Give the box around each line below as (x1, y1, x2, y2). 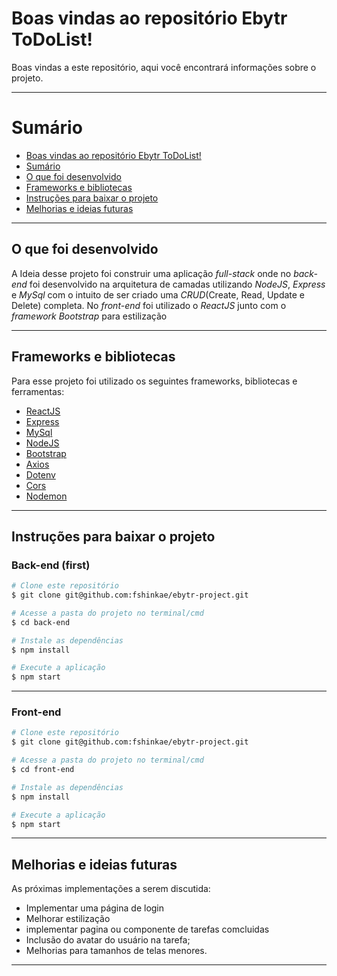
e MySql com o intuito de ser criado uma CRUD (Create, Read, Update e (11, 288, 306, 301)
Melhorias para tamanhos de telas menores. (25, 945, 208, 957)
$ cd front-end (11, 765, 75, 775)
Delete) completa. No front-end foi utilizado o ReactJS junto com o (11, 299, 287, 311)
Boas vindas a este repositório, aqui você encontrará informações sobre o (11, 61, 317, 73)
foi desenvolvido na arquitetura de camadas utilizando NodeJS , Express (29, 278, 326, 290)
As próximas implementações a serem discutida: (11, 883, 211, 895)
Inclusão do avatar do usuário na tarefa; (25, 934, 191, 946)
